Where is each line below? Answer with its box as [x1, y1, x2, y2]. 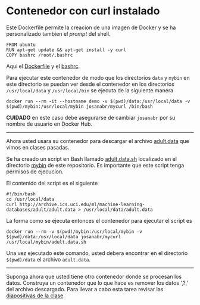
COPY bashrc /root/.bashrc [6, 52, 73, 58]
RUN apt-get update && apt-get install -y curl [6, 46, 127, 53]
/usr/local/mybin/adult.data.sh [6, 239, 86, 245]
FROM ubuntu [6, 42, 36, 48]
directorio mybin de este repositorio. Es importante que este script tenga [6, 161, 185, 169]
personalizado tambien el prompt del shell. [6, 30, 111, 37]
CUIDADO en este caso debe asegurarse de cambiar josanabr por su [6, 114, 176, 121]
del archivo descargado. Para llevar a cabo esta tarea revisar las [6, 285, 164, 292]
